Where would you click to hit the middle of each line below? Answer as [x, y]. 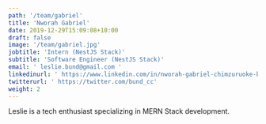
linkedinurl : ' [33, 74]
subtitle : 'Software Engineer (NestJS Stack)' [86, 60]
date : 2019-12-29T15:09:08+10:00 [63, 30]
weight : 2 [25, 89]
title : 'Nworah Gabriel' [49, 23]
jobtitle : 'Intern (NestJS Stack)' [67, 52]
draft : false [30, 38]
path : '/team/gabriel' [46, 15]
